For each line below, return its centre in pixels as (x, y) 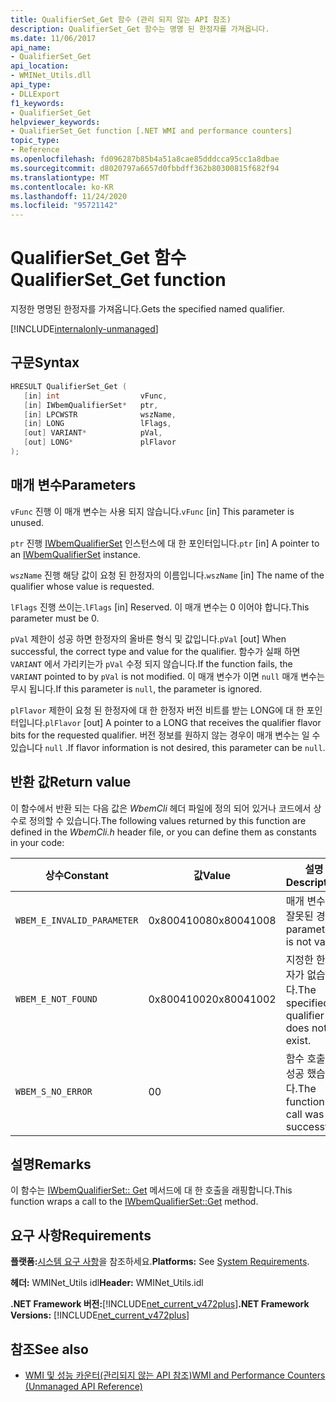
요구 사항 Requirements (81, 1235)
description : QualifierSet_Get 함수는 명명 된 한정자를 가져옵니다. (140, 29)
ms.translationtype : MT (60, 177)
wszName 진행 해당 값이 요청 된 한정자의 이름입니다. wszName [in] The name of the (167, 575)
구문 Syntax (45, 362)
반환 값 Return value (71, 782)
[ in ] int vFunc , (95, 396)
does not (306, 1028)
